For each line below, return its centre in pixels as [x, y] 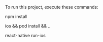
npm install [16, 16]
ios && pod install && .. [28, 26]
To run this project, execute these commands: [52, 7]
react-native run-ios [25, 35]
